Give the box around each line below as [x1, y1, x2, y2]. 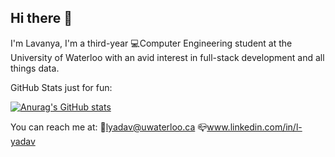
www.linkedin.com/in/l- [206, 121, 303, 133]
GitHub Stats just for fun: [10, 81, 113, 93]
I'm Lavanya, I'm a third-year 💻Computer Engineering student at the [10, 37, 293, 49]
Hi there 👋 [10, 10, 73, 27]
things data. [10, 62, 60, 74]
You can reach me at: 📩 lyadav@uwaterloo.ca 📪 [10, 121, 208, 133]
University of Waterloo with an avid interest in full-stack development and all [10, 51, 325, 63]
